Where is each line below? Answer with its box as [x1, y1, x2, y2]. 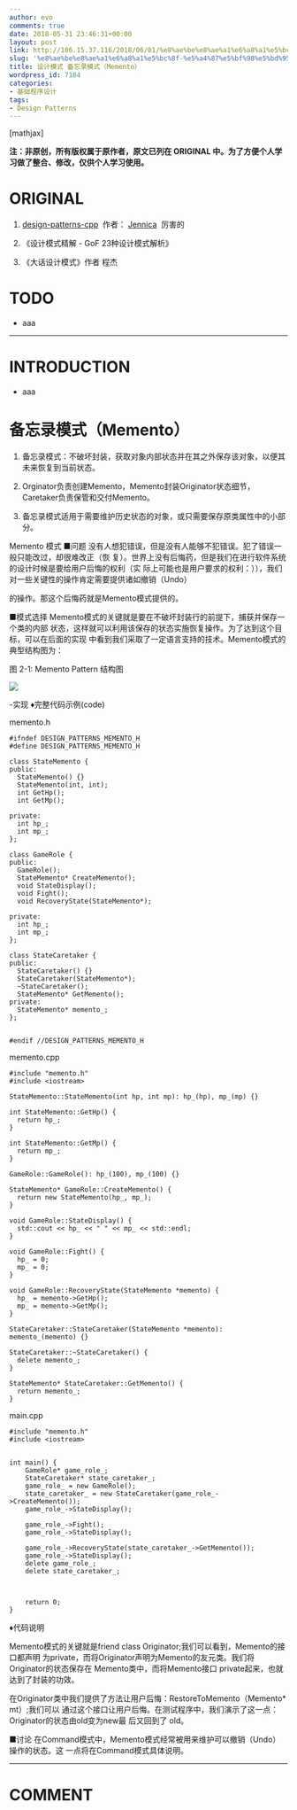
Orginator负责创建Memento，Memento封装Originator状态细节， [21, 481, 255, 492]
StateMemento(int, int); [17, 781, 109, 789]
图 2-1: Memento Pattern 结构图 [9, 664, 124, 674]
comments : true [9, 21, 65, 30]
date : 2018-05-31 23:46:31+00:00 [9, 29, 133, 38]
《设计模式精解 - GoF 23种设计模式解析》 [21, 238, 174, 249]
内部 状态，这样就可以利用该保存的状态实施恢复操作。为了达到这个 [32, 623, 275, 633]
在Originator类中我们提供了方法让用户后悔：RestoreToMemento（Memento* [9, 1693, 287, 1704]
